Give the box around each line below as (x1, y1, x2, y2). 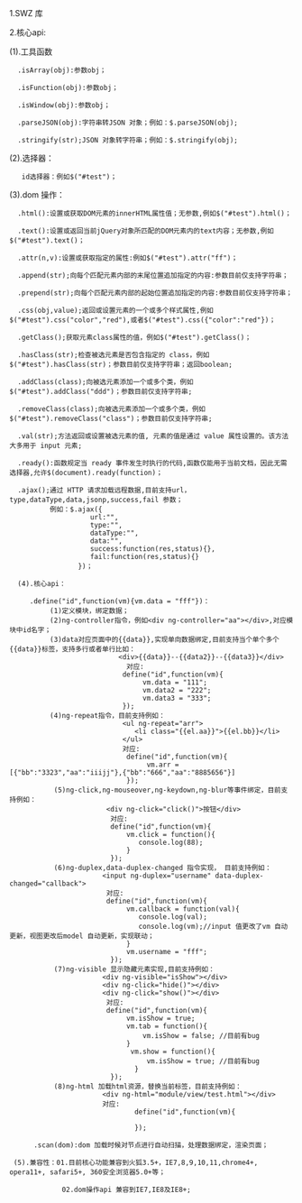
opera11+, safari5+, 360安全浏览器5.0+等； (9, 1168, 166, 1177)
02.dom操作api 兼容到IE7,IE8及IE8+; (61, 1185, 191, 1194)
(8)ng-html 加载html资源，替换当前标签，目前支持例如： (53, 1082, 243, 1091)
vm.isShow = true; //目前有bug (146, 1057, 260, 1066)
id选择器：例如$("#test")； (21, 172, 117, 181)
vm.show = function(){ (130, 1047, 216, 1056)
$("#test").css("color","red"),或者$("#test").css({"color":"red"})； (9, 316, 277, 325)
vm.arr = (146, 760, 179, 769)
